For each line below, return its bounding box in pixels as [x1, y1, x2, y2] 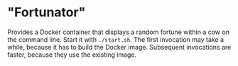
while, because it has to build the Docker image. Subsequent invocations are [7, 43, 232, 51]
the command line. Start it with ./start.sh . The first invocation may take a [7, 35, 225, 43]
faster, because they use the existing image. [7, 50, 137, 59]
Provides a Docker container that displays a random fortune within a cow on [7, 28, 229, 36]
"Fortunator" [7, 4, 86, 21]
